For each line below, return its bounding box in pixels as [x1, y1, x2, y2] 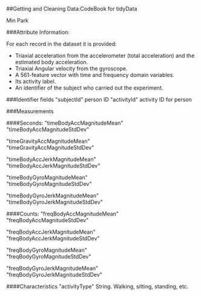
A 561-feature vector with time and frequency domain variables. [15, 71, 174, 78]
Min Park [6, 17, 29, 24]
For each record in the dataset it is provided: [6, 41, 117, 47]
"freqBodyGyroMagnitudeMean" [6, 246, 88, 254]
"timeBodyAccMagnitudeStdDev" [6, 126, 90, 133]
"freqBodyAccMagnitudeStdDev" [6, 217, 89, 223]
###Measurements [6, 108, 54, 114]
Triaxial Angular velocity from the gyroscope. [15, 65, 128, 72]
